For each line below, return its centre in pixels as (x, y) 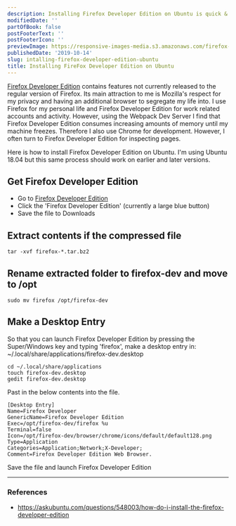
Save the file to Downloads (56, 213)
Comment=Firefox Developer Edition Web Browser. (80, 454)
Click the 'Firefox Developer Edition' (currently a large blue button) (113, 206)
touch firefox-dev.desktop (47, 373)
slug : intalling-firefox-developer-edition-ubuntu (83, 60)
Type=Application (33, 442)
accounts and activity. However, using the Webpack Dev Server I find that (114, 116)
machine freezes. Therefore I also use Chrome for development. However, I (116, 131)
